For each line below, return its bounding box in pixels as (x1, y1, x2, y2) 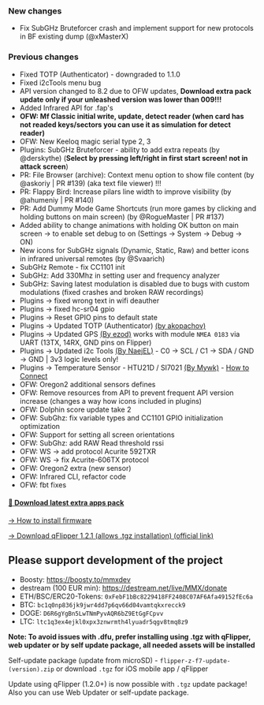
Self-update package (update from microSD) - (8, 655, 158, 665)
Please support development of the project (8, 554, 223, 567)
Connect (19, 371, 48, 380)
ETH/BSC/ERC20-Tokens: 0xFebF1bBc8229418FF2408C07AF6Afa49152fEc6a (19, 591, 254, 601)
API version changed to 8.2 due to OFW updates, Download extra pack (19, 86, 252, 95)
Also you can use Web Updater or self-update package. (8, 688, 189, 697)
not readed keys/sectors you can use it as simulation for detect (19, 120, 231, 129)
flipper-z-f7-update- (159, 657, 231, 665)
